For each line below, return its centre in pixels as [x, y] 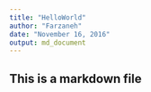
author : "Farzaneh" [46, 26]
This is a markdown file [75, 78]
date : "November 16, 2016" [60, 34]
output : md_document [48, 42]
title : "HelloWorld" [48, 17]
